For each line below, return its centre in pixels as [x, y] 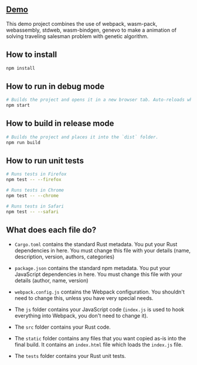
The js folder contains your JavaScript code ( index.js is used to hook [99, 309]
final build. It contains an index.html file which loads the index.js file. [98, 344]
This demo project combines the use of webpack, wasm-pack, [81, 23]
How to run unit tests [45, 161]
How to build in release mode [60, 123]
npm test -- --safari [33, 212]
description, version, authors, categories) [64, 257]
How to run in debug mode [55, 86]
